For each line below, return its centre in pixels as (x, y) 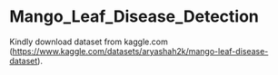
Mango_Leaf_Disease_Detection (134, 17)
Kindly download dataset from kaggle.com (89, 42)
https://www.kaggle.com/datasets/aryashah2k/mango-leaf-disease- (140, 51)
